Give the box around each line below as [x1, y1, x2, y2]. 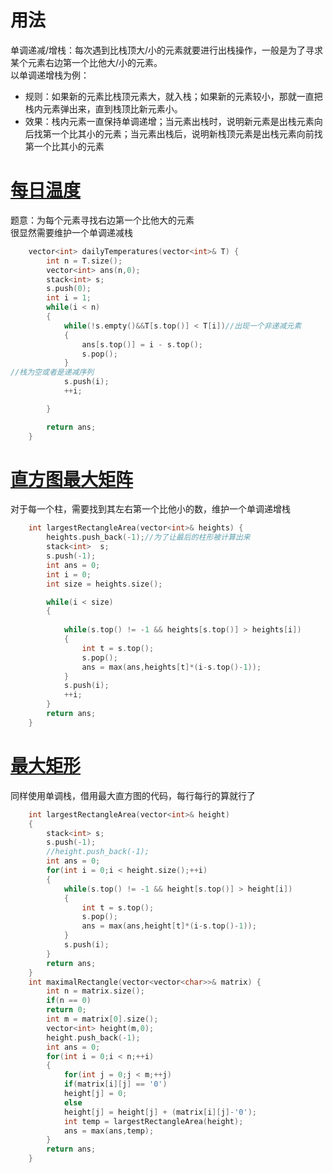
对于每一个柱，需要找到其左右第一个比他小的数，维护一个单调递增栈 [10, 503, 291, 515]
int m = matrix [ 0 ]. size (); [46, 1014, 159, 1024]
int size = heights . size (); [46, 579, 163, 589]
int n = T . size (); [46, 256, 123, 266]
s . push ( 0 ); [46, 284, 92, 294]
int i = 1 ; [46, 293, 92, 303]
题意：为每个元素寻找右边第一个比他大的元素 [10, 214, 195, 226]
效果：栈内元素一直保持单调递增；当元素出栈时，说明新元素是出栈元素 [24, 115, 315, 127]
